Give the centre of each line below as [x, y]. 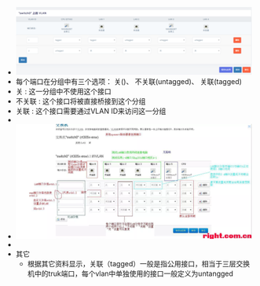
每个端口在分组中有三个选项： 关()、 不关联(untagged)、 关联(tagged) [128, 82]
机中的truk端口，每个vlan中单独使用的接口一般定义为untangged [130, 273]
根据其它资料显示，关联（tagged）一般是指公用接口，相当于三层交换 [139, 264]
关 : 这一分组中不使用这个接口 [63, 92]
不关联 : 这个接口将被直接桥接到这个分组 [81, 101]
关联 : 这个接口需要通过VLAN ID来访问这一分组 [91, 111]
